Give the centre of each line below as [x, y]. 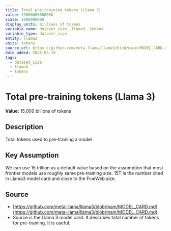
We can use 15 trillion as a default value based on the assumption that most [84, 168]
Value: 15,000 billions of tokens [38, 111]
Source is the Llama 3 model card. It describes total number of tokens [86, 218]
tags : [11, 57]
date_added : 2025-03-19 [31, 53]
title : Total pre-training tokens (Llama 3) [53, 10]
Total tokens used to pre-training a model [49, 139]
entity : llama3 [21, 39]
